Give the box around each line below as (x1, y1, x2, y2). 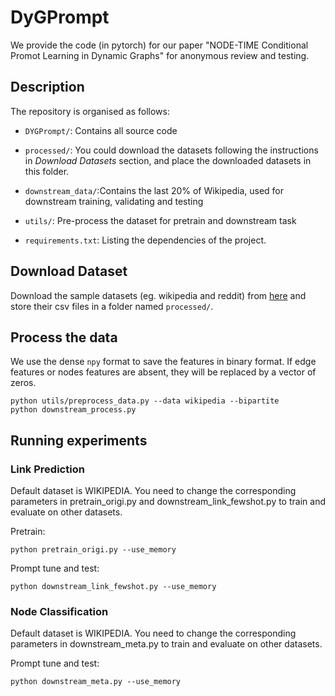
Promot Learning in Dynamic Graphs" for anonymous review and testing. (10, 49, 310, 61)
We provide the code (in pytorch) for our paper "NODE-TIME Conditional (10, 39, 309, 51)
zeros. (10, 377, 37, 389)
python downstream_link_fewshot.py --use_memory (10, 582, 217, 592)
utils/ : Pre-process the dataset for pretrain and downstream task (24, 214, 297, 226)
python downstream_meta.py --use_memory (10, 677, 182, 687)
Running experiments (10, 432, 148, 449)
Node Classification (10, 604, 109, 618)
